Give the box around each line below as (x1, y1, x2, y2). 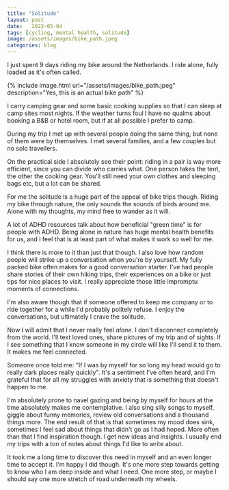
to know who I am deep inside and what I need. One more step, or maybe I (7, 467, 217, 476)
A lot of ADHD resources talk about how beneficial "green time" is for (7, 221, 202, 228)
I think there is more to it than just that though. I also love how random (7, 248, 204, 256)
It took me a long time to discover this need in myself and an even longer (7, 453, 212, 461)
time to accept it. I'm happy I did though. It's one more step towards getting (7, 461, 219, 468)
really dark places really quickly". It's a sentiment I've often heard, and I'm (7, 368, 215, 376)
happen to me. (7, 383, 48, 391)
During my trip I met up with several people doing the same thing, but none (7, 130, 218, 138)
